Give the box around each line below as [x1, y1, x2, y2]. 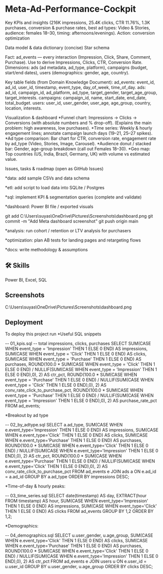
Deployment [5, 318, 43, 326]
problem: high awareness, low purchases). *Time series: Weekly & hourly [5, 125, 152, 131]
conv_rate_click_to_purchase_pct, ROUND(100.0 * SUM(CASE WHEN [5, 387, 144, 393]
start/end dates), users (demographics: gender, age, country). [5, 69, 130, 75]
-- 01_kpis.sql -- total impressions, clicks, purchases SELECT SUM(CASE [5, 341, 151, 347]
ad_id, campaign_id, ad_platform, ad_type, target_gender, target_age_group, [5, 89, 158, 95]
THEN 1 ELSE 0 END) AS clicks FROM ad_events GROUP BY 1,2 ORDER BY [5, 508, 154, 514]
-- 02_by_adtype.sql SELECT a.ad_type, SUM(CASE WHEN [5, 422, 123, 428]
